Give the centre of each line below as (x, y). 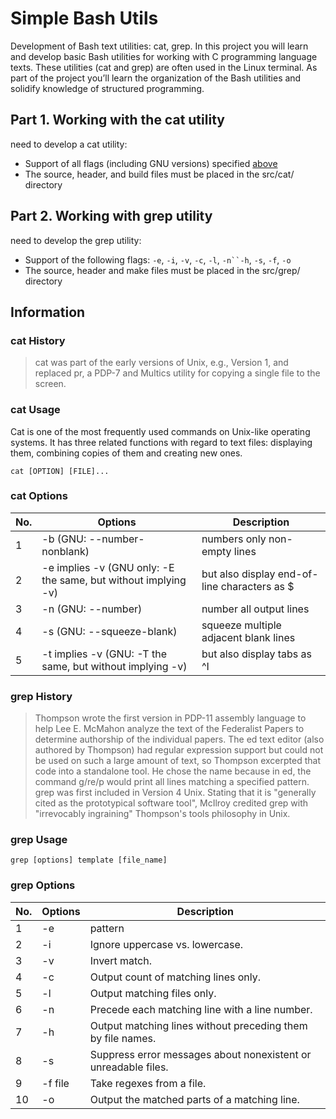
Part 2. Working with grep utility (111, 216)
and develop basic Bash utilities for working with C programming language (164, 56)
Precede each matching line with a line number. (201, 1009)
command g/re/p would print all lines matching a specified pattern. (172, 782)
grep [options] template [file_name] (89, 860)
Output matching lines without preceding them (198, 1025)
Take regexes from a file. (148, 1083)
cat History (38, 340)
